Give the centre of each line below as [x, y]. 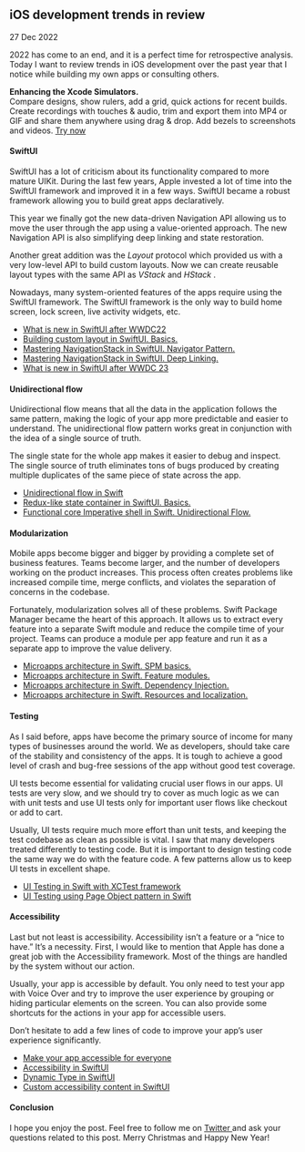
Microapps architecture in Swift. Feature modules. [116, 676]
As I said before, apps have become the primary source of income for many [151, 736]
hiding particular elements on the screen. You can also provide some [138, 1003]
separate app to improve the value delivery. [91, 648]
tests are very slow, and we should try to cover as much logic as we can [144, 793]
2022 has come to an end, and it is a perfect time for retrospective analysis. [152, 55]
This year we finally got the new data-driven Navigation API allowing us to [148, 219]
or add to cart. [36, 812]
